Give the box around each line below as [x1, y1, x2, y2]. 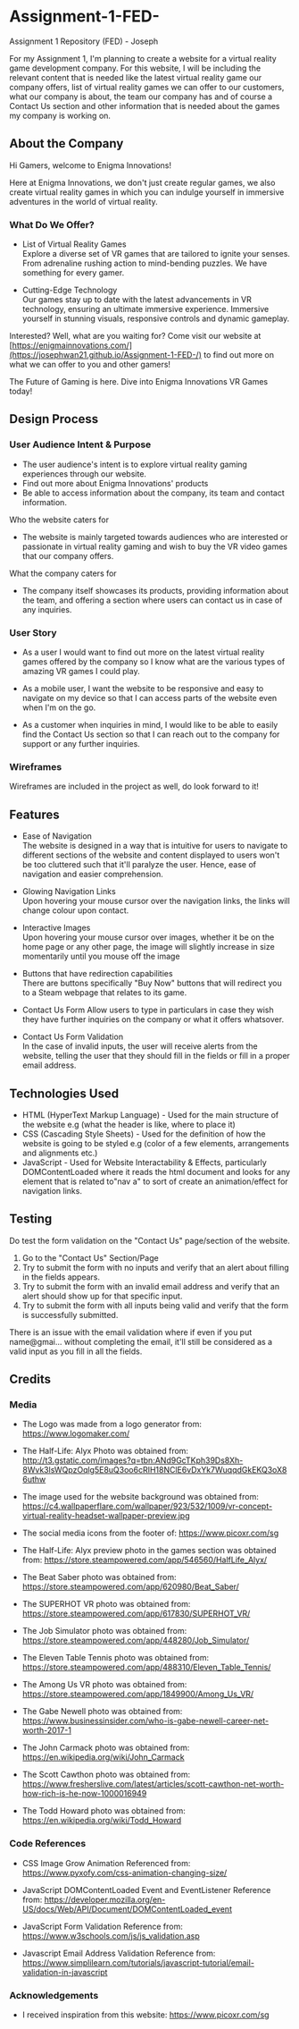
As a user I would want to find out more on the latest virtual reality [21, 647, 265, 658]
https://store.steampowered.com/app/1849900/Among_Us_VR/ [21, 1688, 254, 1700]
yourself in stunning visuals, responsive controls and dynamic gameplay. [21, 313, 290, 324]
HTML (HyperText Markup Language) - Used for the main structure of [21, 1109, 279, 1120]
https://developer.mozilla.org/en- [44, 1894, 166, 1905]
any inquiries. [21, 604, 72, 614]
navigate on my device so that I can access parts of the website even [21, 693, 278, 704]
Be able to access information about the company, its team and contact [21, 487, 285, 498]
